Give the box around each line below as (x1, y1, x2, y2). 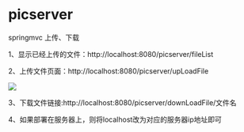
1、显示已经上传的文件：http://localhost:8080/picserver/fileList (8, 49, 214, 58)
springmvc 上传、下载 (8, 32, 80, 42)
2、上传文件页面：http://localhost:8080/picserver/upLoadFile (8, 66, 209, 76)
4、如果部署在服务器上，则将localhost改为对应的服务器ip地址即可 (8, 115, 222, 124)
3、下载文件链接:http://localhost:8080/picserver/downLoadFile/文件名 (8, 97, 237, 107)
